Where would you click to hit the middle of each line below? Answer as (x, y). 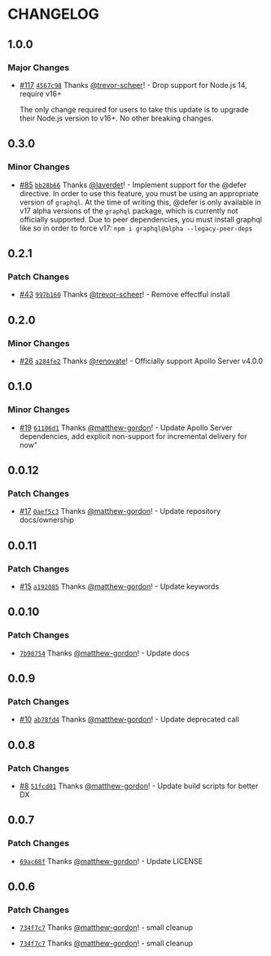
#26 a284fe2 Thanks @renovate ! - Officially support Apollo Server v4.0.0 (141, 361)
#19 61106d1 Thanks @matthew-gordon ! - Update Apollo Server (126, 428)
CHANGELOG (53, 14)
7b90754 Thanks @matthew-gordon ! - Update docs (105, 653)
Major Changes (39, 68)
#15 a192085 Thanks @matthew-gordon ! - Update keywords (119, 586)
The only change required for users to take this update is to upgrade (134, 109)
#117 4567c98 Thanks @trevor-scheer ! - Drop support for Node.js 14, (133, 85)
